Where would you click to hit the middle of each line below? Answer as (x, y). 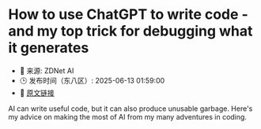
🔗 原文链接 (37, 93)
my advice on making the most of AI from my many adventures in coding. (128, 116)
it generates (49, 48)
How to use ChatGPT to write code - (129, 15)
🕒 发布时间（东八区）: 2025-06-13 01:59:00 (92, 80)
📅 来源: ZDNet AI (47, 70)
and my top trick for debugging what (130, 31)
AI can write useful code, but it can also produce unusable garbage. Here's (130, 109)
